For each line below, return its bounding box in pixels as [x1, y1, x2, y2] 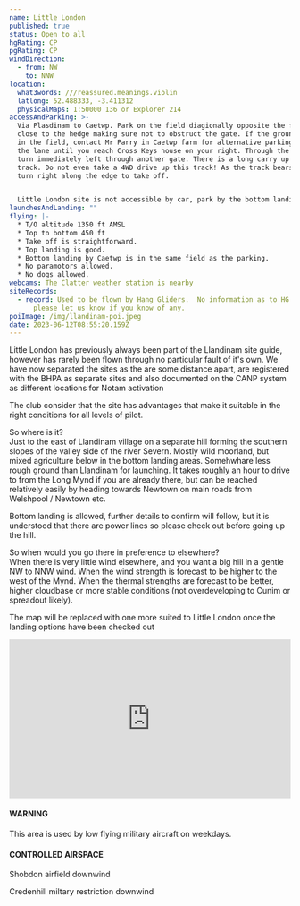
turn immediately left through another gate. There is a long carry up [17, 154, 290, 164]
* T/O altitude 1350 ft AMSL [17, 220, 126, 229]
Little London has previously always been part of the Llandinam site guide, [9, 345, 283, 355]
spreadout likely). [9, 594, 73, 605]
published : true [9, 21, 70, 30]
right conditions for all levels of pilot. [9, 409, 144, 421]
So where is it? [9, 427, 64, 438]
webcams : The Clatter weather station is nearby [9, 278, 194, 287]
